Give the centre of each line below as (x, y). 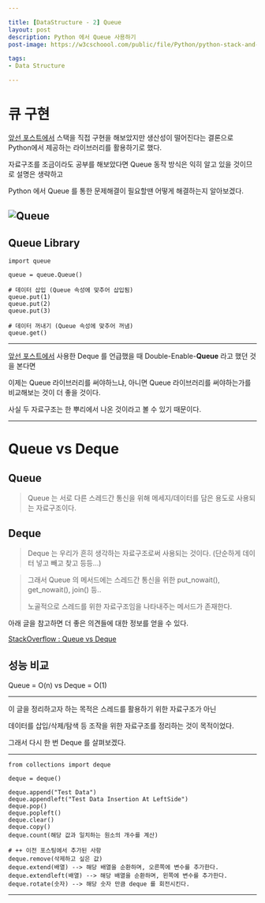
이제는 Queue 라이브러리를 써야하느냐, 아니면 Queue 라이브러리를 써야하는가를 (130, 382)
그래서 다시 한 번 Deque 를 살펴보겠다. (67, 742)
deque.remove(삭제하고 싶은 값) (56, 859)
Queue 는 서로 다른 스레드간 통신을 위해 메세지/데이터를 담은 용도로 (131, 498)
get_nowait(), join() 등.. (64, 589)
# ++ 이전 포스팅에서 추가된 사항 (55, 850)
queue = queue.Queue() (45, 275)
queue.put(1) (30, 297)
